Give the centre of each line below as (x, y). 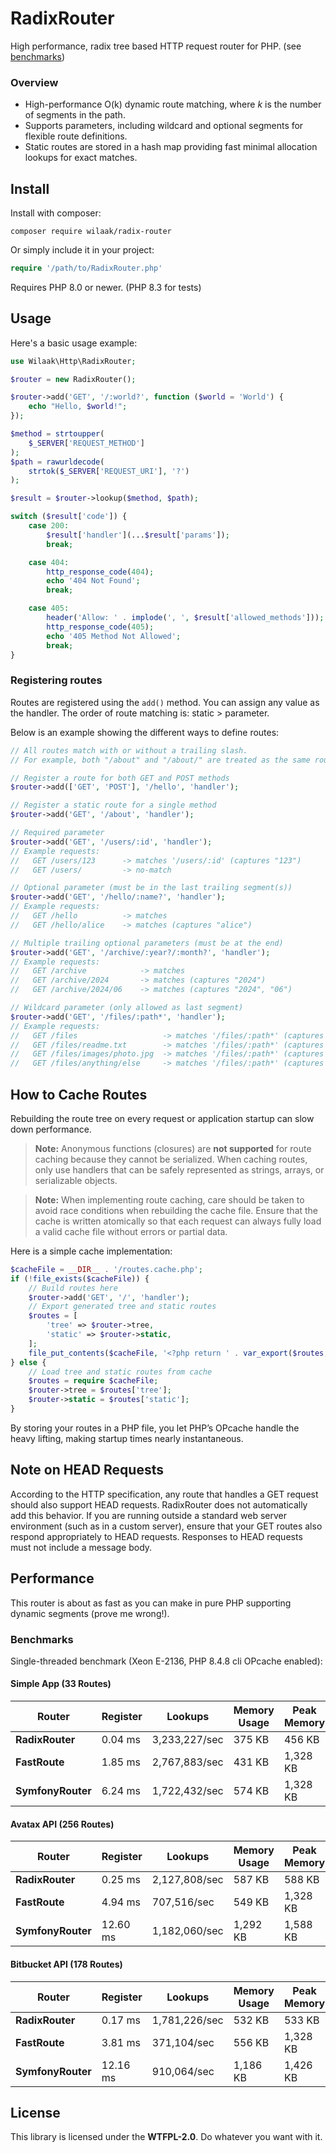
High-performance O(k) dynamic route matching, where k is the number (173, 104)
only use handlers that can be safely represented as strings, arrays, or (179, 1169)
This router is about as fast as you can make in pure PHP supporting (151, 1603)
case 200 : (49, 526)
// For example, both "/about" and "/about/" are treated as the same (160, 760)
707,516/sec (183, 1902)
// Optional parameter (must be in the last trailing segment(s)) (151, 888)
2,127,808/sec (187, 1880)
